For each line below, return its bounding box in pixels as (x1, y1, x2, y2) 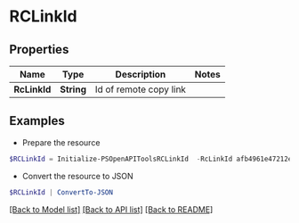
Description (115, 69, 166, 80)
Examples (9, 113, 65, 128)
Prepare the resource (21, 136, 101, 148)
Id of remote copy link (94, 83, 187, 95)
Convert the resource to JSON (21, 170, 133, 181)
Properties (9, 42, 69, 57)
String (59, 83, 87, 95)
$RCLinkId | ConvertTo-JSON (9, 187, 114, 197)
